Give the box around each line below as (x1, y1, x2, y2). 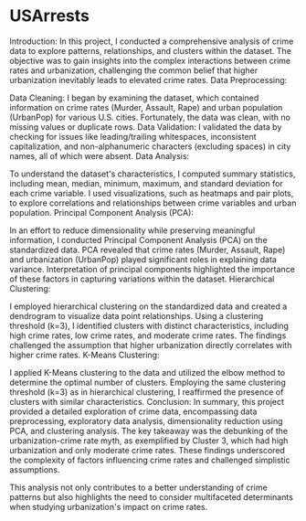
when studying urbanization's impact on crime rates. (9, 501, 208, 512)
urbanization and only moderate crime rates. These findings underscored (9, 444, 286, 455)
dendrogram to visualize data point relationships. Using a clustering (9, 310, 264, 321)
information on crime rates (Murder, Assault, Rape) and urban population (9, 101, 283, 112)
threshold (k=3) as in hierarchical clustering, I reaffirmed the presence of (9, 386, 284, 398)
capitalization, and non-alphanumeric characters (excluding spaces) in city (9, 141, 291, 152)
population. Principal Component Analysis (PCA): (9, 207, 195, 218)
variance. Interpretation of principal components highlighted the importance (9, 263, 295, 274)
